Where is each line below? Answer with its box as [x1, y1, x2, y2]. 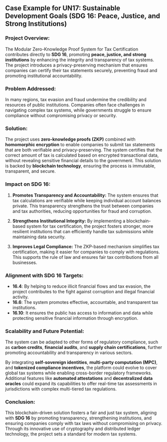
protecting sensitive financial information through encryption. [12, 315, 139, 321]
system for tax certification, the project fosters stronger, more [26, 223, 154, 229]
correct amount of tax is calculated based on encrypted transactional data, [5, 152, 159, 158]
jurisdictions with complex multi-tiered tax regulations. [5, 386, 117, 392]
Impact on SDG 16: [5, 181, 51, 188]
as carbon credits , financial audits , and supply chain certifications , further [5, 344, 163, 350]
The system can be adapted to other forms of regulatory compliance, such [5, 339, 159, 345]
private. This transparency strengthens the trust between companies [12, 203, 154, 209]
